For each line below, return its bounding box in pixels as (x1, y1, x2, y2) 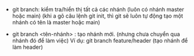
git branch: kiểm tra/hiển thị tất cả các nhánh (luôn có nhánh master (12, 6, 184, 13)
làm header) (12, 43, 43, 51)
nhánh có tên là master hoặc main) (12, 19, 100, 26)
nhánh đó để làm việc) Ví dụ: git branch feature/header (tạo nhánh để (12, 37, 188, 44)
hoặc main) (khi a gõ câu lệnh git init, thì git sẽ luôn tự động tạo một (12, 12, 184, 19)
